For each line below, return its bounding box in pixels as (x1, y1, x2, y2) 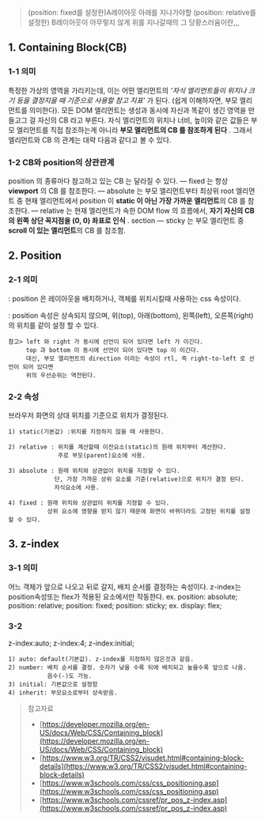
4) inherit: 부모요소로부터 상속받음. (8, 688, 118, 697)
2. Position (8, 249, 62, 263)
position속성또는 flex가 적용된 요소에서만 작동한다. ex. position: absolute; (8, 592, 238, 601)
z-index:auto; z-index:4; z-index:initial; (8, 638, 134, 648)
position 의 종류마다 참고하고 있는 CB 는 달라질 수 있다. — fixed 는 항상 (8, 176, 229, 185)
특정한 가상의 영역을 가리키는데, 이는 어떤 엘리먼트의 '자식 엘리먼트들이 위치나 (8, 85, 247, 95)
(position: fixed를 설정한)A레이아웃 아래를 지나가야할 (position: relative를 (27, 8, 257, 17)
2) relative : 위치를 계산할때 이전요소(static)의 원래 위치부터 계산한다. (8, 443, 227, 451)
